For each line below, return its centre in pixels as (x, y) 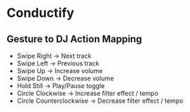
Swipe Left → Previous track (58, 63)
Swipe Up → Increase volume (60, 71)
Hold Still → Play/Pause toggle (61, 86)
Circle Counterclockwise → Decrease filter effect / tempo (100, 101)
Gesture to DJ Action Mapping (75, 39)
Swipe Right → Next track (54, 56)
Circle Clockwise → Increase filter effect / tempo (88, 93)
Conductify (41, 13)
